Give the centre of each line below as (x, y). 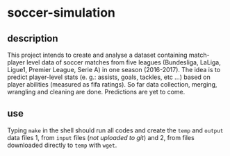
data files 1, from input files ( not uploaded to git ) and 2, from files (101, 137)
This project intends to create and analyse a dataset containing (97, 55)
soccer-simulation (61, 13)
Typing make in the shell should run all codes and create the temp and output (115, 130)
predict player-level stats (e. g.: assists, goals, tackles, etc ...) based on (109, 77)
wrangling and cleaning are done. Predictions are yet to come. (96, 92)
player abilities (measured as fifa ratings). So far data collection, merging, (112, 84)
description (33, 38)
